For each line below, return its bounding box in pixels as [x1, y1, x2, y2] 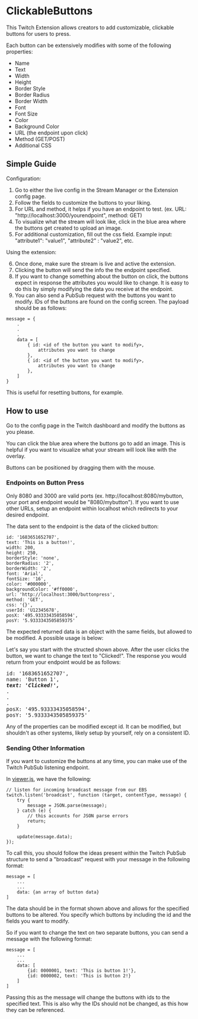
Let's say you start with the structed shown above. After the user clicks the [6, 646, 190, 653]
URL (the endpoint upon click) [14, 129, 88, 136]
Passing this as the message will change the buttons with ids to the [6, 994, 170, 1001]
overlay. [6, 452, 25, 460]
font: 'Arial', [6, 570, 44, 577]
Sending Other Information [6, 744, 85, 752]
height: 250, [6, 549, 39, 556]
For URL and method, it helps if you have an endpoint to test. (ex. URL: [14, 205, 187, 212]
